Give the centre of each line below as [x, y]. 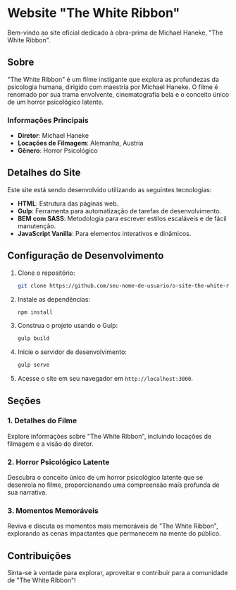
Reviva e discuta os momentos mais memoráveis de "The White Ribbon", [113, 526]
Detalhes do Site [44, 173]
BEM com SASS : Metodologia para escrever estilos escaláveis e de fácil [122, 218]
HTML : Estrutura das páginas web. [68, 203]
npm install [35, 312]
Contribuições [39, 556]
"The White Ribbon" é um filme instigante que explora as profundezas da [113, 79]
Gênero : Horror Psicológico [57, 151]
